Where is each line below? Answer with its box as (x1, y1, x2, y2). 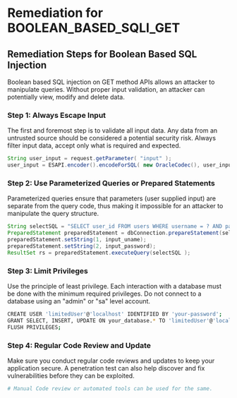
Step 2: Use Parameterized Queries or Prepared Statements (7, 178, 215, 188)
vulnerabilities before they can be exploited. (7, 371, 135, 380)
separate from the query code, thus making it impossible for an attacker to (7, 202, 224, 210)
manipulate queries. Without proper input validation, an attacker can (7, 85, 205, 93)
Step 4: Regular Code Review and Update (7, 340, 152, 350)
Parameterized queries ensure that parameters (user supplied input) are (7, 194, 217, 203)
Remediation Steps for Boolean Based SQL (7, 48, 197, 60)
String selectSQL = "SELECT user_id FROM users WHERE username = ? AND (7, 223, 222, 230)
